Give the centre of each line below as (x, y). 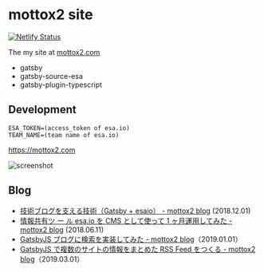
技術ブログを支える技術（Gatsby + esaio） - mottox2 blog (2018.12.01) (135, 211)
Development (43, 110)
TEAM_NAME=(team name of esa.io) (64, 135)
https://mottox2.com (42, 150)
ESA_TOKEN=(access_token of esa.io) (69, 128)
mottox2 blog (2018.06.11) (62, 230)
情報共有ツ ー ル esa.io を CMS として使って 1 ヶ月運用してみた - (126, 220)
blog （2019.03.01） (52, 259)
